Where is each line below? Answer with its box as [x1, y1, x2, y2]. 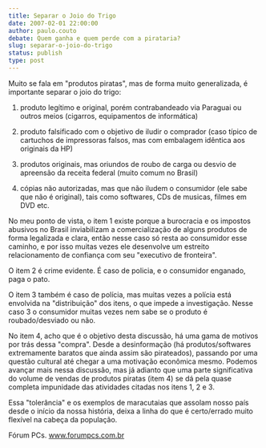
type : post [8, 57, 45, 65]
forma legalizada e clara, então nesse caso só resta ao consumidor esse [8, 233, 248, 242]
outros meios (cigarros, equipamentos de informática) [19, 111, 199, 120]
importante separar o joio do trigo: [8, 87, 122, 96]
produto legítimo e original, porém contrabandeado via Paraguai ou [19, 102, 242, 112]
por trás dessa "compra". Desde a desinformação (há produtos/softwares [8, 339, 252, 349]
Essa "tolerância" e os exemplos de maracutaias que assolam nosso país [8, 397, 249, 407]
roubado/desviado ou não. [8, 315, 96, 325]
